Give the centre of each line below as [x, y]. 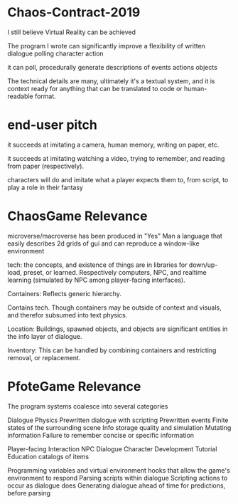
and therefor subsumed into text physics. [67, 315]
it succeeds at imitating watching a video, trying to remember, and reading [116, 158]
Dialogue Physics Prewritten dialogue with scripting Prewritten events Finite [118, 420]
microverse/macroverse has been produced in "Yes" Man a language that [115, 236]
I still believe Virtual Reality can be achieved [72, 32]
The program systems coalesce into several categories [88, 406]
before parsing [29, 493]
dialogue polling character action [56, 53]
